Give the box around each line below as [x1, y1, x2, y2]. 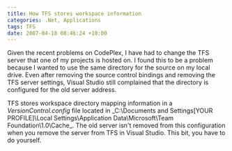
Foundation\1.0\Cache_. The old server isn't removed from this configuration [7, 121, 226, 129]
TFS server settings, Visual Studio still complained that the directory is [7, 78, 209, 87]
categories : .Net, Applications [7, 17, 101, 24]
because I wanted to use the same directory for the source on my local [7, 63, 210, 72]
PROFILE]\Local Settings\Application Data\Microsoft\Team [7, 114, 174, 122]
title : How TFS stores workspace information [7, 10, 141, 17]
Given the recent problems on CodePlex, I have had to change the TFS [7, 49, 210, 57]
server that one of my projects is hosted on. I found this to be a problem [7, 56, 214, 65]
